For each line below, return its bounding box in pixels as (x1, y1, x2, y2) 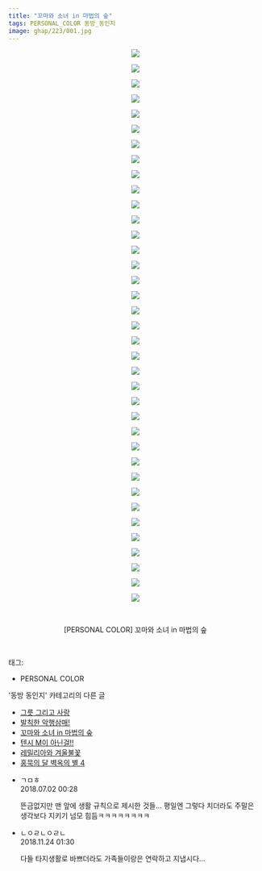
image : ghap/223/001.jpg (8, 27, 92, 35)
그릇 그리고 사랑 (19, 707, 70, 718)
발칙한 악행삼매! (19, 718, 70, 727)
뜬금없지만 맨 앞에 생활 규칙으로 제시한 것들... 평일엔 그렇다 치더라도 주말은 (19, 801, 255, 811)
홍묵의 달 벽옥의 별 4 (19, 758, 85, 768)
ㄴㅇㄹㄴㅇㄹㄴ (19, 828, 66, 838)
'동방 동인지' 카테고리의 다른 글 (8, 690, 106, 700)
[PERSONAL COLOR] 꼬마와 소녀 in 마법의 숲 (64, 625, 207, 635)
